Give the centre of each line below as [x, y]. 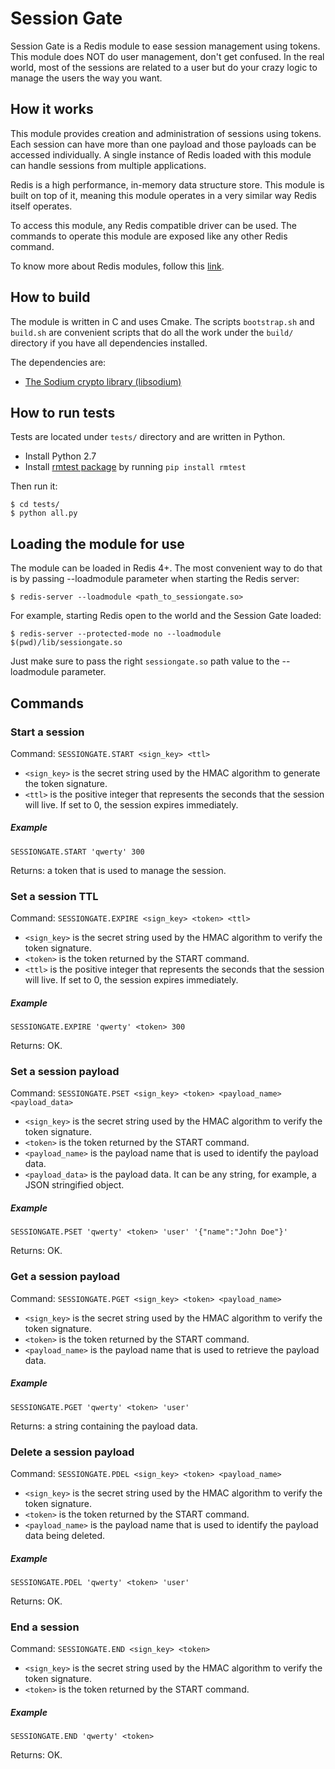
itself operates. [41, 206]
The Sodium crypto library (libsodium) [103, 381]
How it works [52, 109]
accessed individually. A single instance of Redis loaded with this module [161, 154]
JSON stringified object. [74, 1185]
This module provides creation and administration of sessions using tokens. [166, 133]
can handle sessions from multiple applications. [108, 165]
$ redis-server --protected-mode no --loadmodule [116, 634]
